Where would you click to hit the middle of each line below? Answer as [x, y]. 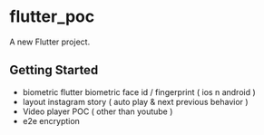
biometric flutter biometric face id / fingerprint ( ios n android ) [139, 92]
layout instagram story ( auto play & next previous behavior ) [135, 101]
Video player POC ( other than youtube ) [98, 111]
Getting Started [54, 70]
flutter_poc [52, 17]
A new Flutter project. [50, 42]
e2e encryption [51, 121]
